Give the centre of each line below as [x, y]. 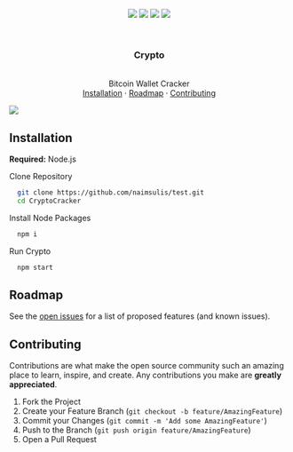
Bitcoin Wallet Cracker [149, 83]
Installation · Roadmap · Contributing [149, 93]
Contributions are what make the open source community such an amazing [146, 366]
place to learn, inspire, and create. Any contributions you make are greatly [146, 375]
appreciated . [33, 385]
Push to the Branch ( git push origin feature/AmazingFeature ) [136, 430]
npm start [35, 267]
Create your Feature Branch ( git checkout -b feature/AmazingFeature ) [152, 411]
